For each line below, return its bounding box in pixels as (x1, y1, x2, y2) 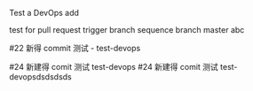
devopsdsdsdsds (9, 72, 73, 82)
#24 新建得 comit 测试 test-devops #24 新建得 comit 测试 (9, 62, 219, 72)
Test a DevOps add (9, 8, 80, 18)
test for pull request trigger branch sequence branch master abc (9, 25, 245, 34)
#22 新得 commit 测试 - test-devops (9, 43, 141, 53)
